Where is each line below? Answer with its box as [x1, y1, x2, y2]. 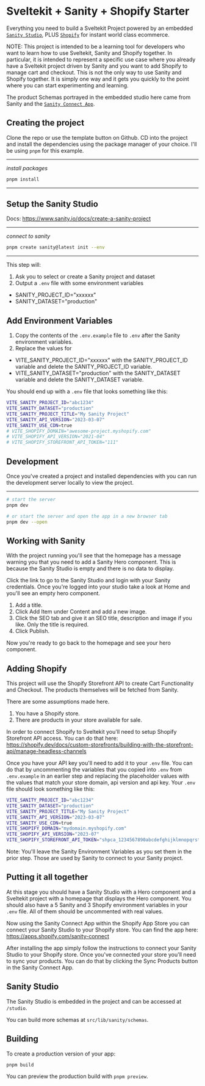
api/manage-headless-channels [6, 748, 87, 755]
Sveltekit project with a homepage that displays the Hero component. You [6, 894, 192, 902]
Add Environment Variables [6, 316, 113, 326]
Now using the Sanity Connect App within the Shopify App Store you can [6, 919, 190, 927]
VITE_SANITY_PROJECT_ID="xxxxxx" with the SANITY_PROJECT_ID [15, 357, 188, 364]
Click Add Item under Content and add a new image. [15, 608, 147, 615]
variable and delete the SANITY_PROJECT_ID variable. [15, 363, 153, 371]
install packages [6, 164, 48, 172]
